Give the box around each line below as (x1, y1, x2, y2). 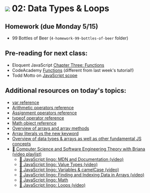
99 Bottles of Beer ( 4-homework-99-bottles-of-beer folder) (12, 35, 129, 41)
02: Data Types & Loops (12, 3, 110, 14)
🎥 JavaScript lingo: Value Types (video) (19, 161, 98, 167)
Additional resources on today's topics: (5, 87, 127, 95)
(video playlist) (12, 151, 42, 157)
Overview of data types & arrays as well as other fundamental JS (12, 136, 142, 141)
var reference (12, 99, 40, 105)
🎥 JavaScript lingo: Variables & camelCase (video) (19, 166, 120, 173)
